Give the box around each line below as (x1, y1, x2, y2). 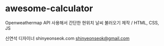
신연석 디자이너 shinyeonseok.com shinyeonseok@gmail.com (5, 35, 130, 41)
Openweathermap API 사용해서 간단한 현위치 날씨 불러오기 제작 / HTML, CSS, (5, 20, 160, 25)
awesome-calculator (5, 3, 93, 14)
